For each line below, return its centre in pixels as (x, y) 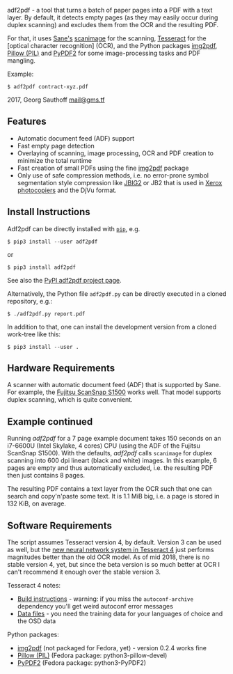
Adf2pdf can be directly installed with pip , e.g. (74, 228)
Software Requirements (60, 525)
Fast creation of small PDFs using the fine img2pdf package (103, 168)
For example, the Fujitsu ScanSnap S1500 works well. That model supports (114, 392)
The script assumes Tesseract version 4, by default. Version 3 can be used (114, 542)
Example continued (50, 422)
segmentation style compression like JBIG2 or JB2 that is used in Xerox (120, 182)
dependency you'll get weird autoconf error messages (95, 606)
